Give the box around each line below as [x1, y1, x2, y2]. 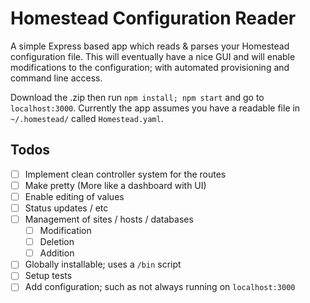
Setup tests [24, 270, 73, 282]
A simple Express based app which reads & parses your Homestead [10, 40, 290, 52]
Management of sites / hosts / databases [24, 213, 194, 225]
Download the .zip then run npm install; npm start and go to [10, 91, 265, 103]
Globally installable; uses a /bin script [24, 258, 182, 271]
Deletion [39, 236, 75, 248]
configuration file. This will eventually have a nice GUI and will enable [10, 50, 296, 62]
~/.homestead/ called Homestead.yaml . [10, 112, 164, 124]
